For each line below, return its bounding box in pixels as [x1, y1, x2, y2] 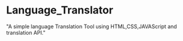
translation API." [6, 29, 46, 36]
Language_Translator [6, 4, 113, 17]
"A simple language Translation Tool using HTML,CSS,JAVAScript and [6, 23, 177, 30]
